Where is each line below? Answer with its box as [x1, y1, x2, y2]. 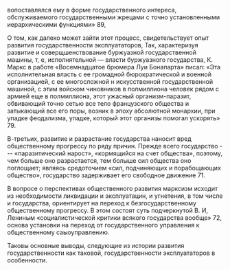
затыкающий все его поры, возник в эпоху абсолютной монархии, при [7, 106, 216, 115]
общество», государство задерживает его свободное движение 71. [7, 171, 206, 179]
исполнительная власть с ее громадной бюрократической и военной [7, 70, 211, 78]
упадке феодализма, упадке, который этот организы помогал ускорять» [7, 114, 220, 122]
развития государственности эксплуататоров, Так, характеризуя [7, 41, 198, 49]
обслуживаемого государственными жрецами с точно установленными [7, 13, 220, 21]
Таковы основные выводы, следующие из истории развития [7, 242, 185, 249]
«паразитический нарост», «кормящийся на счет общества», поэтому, [14, 149, 223, 157]
